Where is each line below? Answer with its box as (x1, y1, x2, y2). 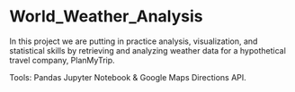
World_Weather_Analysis (9, 6, 204, 27)
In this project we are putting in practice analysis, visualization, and (9, 36, 258, 46)
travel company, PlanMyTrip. (9, 54, 115, 65)
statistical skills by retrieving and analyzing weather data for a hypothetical (9, 45, 286, 55)
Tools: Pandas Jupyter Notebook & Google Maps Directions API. (9, 71, 247, 82)
